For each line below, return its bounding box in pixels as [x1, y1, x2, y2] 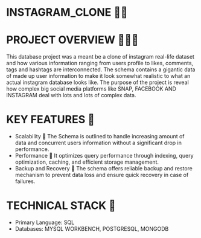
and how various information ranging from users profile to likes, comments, [6, 60, 194, 67]
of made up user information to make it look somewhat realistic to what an [6, 72, 191, 80]
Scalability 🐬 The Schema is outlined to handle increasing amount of [14, 133, 185, 140]
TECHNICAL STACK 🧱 [6, 199, 116, 213]
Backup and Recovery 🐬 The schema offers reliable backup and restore [14, 165, 193, 172]
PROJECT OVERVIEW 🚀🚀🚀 [6, 33, 139, 47]
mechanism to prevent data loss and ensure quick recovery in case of [14, 172, 189, 179]
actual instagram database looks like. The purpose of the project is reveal [6, 79, 189, 86]
